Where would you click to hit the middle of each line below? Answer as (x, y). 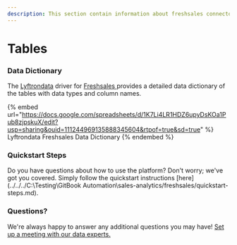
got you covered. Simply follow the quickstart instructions (91, 178)
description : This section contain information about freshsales (105, 14)
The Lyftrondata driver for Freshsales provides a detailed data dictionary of (116, 86)
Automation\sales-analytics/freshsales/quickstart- (155, 186)
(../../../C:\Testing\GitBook (44, 186)
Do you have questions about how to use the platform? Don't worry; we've (115, 170)
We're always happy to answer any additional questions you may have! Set (116, 227)
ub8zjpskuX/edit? (33, 122)
